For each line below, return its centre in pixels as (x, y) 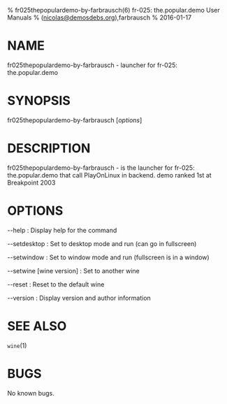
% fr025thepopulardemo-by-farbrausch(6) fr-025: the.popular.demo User (113, 10)
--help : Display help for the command (62, 230)
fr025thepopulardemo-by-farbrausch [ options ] (75, 120)
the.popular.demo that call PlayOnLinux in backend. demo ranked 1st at (109, 175)
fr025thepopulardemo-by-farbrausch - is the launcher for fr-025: (101, 168)
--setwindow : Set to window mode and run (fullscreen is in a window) (108, 257)
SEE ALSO (37, 326)
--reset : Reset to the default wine (56, 284)
